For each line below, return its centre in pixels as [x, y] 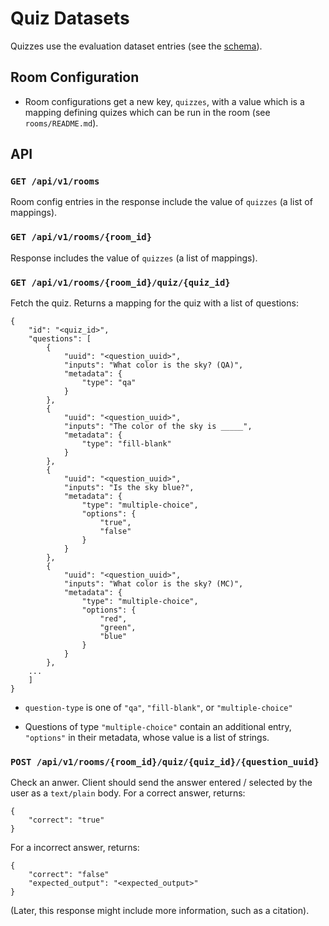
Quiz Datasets [70, 18]
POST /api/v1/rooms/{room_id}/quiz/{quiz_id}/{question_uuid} [165, 761]
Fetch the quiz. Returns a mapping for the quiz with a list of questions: [154, 303]
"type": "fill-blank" [126, 444]
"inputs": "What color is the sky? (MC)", [153, 584]
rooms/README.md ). [61, 123]
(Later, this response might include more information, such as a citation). [160, 911]
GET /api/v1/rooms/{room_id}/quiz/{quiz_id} [120, 282]
